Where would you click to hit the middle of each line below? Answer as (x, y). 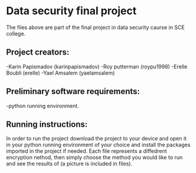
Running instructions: (47, 124)
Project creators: (38, 52)
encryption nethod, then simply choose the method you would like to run (94, 158)
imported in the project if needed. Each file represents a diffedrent (86, 151)
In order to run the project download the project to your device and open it (97, 139)
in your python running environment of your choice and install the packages (98, 145)
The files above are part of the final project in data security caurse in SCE (95, 27)
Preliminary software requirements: (73, 92)
